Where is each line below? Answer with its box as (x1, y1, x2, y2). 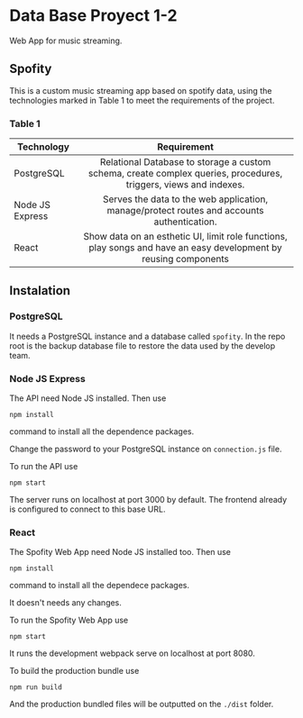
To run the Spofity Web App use (9, 614, 129, 626)
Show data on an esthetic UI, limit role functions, (83, 231, 289, 243)
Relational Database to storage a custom (99, 156, 271, 168)
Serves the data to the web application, (102, 193, 269, 205)
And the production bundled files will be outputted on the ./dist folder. (9, 699, 274, 710)
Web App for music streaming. (9, 35, 123, 46)
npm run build (9, 683, 63, 692)
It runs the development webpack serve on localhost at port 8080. (9, 648, 255, 659)
